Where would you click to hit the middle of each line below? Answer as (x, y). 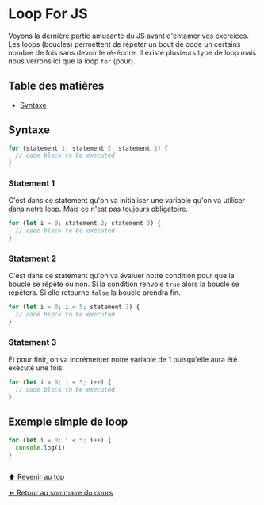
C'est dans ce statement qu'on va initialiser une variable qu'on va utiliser (127, 201)
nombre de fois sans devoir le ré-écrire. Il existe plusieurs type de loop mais (132, 52)
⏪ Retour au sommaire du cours (61, 493)
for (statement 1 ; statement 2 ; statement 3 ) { (88, 148)
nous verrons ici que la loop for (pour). (72, 61)
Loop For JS (48, 14)
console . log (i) (40, 448)
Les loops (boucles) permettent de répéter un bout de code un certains (124, 44)
